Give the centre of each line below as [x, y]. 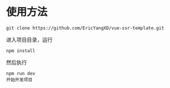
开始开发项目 [19, 80]
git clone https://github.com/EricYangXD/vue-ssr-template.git [85, 28]
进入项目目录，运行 [29, 39]
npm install [21, 50]
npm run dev [21, 73]
